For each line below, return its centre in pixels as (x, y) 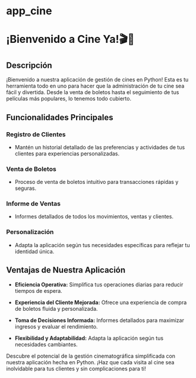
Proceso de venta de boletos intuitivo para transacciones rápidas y (97, 182)
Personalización (30, 232)
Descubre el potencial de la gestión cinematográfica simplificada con (91, 356)
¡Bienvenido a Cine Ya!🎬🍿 (70, 39)
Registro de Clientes (36, 134)
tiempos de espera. (38, 290)
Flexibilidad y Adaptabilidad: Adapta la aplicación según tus (89, 338)
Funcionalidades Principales (60, 117)
